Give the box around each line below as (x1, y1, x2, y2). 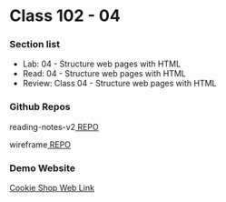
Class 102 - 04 (9, 5, 121, 26)
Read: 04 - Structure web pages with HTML (22, 68, 186, 79)
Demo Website (9, 161, 75, 174)
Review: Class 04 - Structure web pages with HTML (22, 78, 217, 89)
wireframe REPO (9, 138, 71, 150)
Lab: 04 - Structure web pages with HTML (22, 58, 182, 69)
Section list (9, 38, 61, 51)
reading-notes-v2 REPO (9, 121, 99, 132)
